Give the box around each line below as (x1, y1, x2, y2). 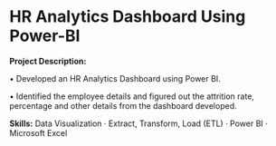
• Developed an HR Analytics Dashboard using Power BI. (9, 73, 222, 83)
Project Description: (9, 55, 87, 66)
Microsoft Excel (9, 127, 68, 138)
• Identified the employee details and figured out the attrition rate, (9, 91, 255, 102)
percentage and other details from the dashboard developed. (9, 100, 237, 111)
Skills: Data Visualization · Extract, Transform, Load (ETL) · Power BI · (9, 118, 269, 129)
